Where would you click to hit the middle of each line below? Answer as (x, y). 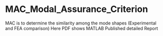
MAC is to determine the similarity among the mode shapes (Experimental (81, 23)
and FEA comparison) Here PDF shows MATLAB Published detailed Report (82, 28)
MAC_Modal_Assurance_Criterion (77, 9)
